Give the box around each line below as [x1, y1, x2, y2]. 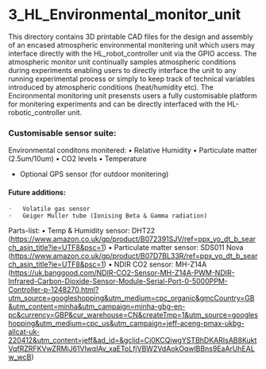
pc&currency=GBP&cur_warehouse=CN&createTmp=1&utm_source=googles [8, 310, 258, 320]
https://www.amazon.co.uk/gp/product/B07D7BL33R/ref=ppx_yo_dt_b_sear [10, 252, 258, 261]
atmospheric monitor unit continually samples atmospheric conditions [8, 57, 237, 67]
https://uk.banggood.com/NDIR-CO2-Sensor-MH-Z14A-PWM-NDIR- [10, 268, 236, 278]
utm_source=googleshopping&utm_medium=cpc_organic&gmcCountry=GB [8, 294, 255, 303]
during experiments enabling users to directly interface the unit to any [8, 65, 237, 75]
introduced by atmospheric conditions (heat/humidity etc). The [8, 82, 214, 92]
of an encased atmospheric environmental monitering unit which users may [8, 40, 256, 49]
